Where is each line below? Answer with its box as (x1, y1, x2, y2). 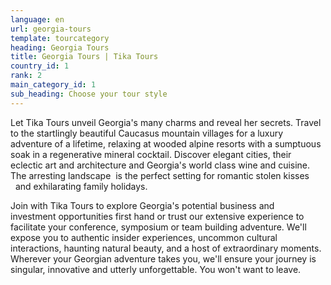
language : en (10, 14, 65, 25)
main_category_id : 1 (10, 80, 97, 90)
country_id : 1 (10, 61, 70, 71)
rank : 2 (10, 71, 43, 81)
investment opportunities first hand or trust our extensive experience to (10, 210, 305, 222)
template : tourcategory (10, 33, 110, 43)
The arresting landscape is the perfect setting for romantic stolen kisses (10, 169, 310, 181)
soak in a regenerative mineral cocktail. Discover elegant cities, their (10, 148, 292, 160)
